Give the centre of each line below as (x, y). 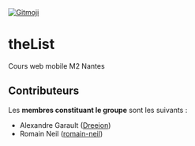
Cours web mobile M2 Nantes (56, 66)
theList (32, 45)
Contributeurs (44, 91)
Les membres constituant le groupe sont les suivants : (98, 110)
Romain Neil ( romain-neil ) (61, 133)
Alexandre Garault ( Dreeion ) (65, 125)
